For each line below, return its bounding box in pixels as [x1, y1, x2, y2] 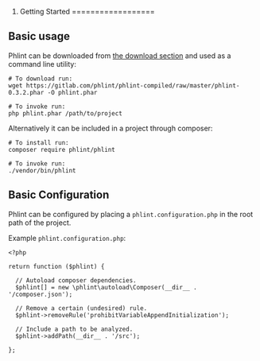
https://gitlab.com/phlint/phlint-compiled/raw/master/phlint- [25, 81, 240, 90]
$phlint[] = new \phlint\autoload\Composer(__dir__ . [15, 283, 197, 291]
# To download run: [8, 75, 73, 83]
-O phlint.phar [47, 88, 98, 96]
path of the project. [8, 218, 72, 227]
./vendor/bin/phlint [8, 166, 77, 174]
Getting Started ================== [19, 7, 155, 16]
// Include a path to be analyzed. [15, 325, 134, 333]
